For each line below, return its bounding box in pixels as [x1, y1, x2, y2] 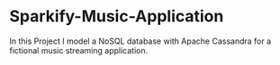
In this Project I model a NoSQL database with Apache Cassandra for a [9, 36, 272, 46]
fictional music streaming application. [9, 45, 149, 55]
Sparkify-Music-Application [9, 6, 224, 27]
